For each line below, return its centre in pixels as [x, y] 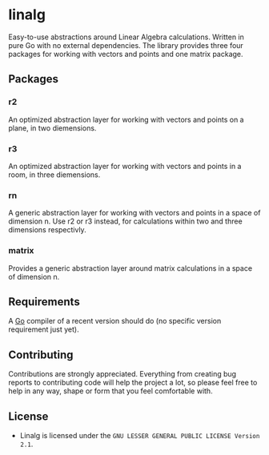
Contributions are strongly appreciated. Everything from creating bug [122, 374]
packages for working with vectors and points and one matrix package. [126, 54]
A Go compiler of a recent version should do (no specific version [115, 321]
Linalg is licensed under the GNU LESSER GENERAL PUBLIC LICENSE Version [140, 435]
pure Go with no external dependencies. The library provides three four [126, 45]
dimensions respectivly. [47, 230]
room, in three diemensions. [54, 175]
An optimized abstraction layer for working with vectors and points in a [125, 166]
